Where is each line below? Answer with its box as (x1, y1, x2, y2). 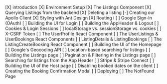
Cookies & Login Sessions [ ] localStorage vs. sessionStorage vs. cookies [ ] (5, 25, 162, 31)
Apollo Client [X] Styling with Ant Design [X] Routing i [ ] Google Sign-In (5, 15, 153, 20)
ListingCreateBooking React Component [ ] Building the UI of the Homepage (5, 41, 162, 47)
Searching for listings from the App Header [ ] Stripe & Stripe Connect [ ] (5, 57, 155, 63)
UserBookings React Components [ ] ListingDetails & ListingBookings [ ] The (5, 36, 162, 42)
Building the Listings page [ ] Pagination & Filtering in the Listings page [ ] (5, 52, 156, 58)
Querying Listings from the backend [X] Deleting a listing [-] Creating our (5, 9, 155, 15)
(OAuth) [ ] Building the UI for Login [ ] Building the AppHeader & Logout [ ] (5, 20, 159, 26)
